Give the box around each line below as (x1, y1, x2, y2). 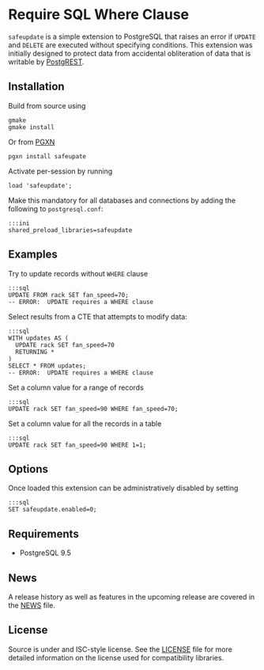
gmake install (8, 123, 55, 131)
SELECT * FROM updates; (8, 362, 87, 370)
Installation (8, 80, 65, 93)
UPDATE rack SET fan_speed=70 (15, 341, 115, 349)
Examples (8, 248, 58, 261)
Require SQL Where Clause (8, 6, 190, 24)
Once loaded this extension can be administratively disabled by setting (8, 483, 239, 493)
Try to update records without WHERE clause (8, 268, 149, 278)
